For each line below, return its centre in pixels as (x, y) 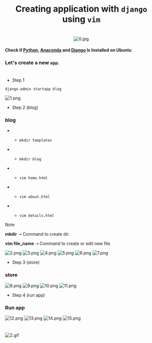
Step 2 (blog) (25, 107)
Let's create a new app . (32, 63)
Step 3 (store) (26, 262)
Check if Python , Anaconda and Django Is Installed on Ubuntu (68, 50)
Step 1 (18, 80)
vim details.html (37, 216)
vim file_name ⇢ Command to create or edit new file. (58, 243)
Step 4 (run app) (28, 295)
